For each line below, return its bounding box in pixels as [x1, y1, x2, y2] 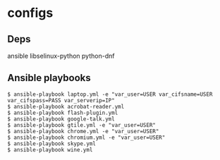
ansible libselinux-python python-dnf [7, 51, 115, 60]
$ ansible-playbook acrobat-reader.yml [7, 103, 125, 110]
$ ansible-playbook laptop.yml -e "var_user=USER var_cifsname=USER [7, 90, 213, 98]
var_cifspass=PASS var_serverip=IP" [7, 97, 115, 104]
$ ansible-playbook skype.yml [7, 140, 97, 147]
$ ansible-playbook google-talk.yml [7, 115, 115, 123]
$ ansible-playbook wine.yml [7, 146, 93, 153]
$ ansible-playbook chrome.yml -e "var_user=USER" [7, 128, 159, 135]
